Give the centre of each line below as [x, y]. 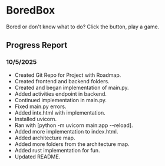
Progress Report [37, 45]
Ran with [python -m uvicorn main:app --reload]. [74, 125]
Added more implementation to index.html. [66, 131]
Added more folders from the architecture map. [72, 144]
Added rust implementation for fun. [57, 150]
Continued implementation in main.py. [61, 100]
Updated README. [37, 157]
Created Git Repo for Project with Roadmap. [68, 75]
